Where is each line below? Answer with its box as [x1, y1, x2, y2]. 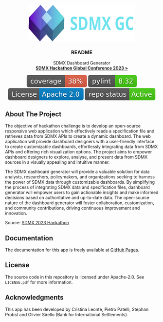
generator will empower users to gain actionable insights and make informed [5, 190, 159, 195]
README [71, 49, 92, 56]
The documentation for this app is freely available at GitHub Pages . [5, 247, 140, 253]
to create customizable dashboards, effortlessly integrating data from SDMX [5, 144, 158, 150]
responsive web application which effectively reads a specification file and [5, 128, 155, 134]
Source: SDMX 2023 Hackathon [5, 220, 69, 226]
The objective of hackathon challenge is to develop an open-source [5, 123, 141, 129]
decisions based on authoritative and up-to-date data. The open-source [5, 195, 150, 201]
